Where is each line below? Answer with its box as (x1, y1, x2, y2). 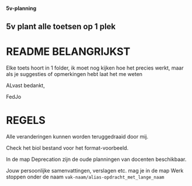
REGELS (6, 114, 46, 127)
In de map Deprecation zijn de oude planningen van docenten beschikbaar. (6, 156, 187, 163)
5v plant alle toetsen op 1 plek (6, 21, 116, 32)
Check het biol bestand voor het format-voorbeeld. (6, 144, 129, 151)
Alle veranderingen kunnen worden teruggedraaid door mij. (6, 133, 149, 140)
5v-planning (6, 5, 37, 12)
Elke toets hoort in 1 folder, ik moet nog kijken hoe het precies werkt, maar (6, 64, 184, 71)
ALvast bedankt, (6, 82, 45, 89)
